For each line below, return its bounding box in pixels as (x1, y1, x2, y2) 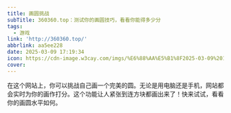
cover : (7, 61, 26, 68)
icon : (7, 55, 23, 62)
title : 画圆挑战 (7, 10, 49, 17)
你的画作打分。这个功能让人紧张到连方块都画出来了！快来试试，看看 (30, 90, 224, 98)
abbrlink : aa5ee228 (7, 42, 63, 49)
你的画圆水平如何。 (7, 98, 62, 107)
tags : (7, 23, 23, 30)
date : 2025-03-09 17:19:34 (7, 49, 85, 56)
